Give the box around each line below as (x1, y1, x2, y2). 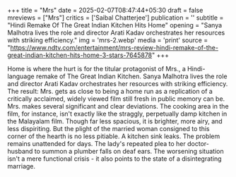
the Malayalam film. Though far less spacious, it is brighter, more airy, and (7, 117, 223, 126)
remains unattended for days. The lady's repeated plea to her (7, 140, 186, 147)
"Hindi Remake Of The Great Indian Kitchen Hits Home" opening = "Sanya (7, 21, 223, 29)
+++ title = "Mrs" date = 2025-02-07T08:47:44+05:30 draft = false (7, 6, 203, 14)
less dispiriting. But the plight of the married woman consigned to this (7, 125, 210, 133)
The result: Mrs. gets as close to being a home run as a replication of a (7, 87, 213, 95)
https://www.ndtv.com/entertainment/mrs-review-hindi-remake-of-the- (10, 44, 219, 51)
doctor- (187, 140, 210, 147)
